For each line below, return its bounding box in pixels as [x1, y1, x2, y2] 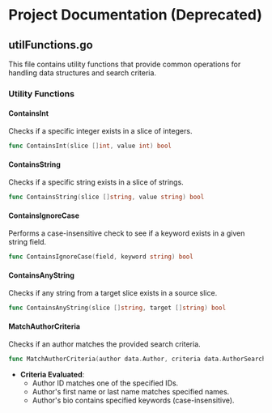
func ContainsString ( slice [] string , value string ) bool [8, 193, 205, 202]
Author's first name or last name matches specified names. [32, 387, 230, 397]
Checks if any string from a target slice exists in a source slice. [8, 288, 218, 298]
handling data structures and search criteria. [8, 68, 156, 78]
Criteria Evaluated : [19, 370, 85, 380]
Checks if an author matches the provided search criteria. [8, 339, 201, 349]
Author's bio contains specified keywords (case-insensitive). [32, 395, 235, 406]
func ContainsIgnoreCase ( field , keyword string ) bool [8, 253, 194, 261]
